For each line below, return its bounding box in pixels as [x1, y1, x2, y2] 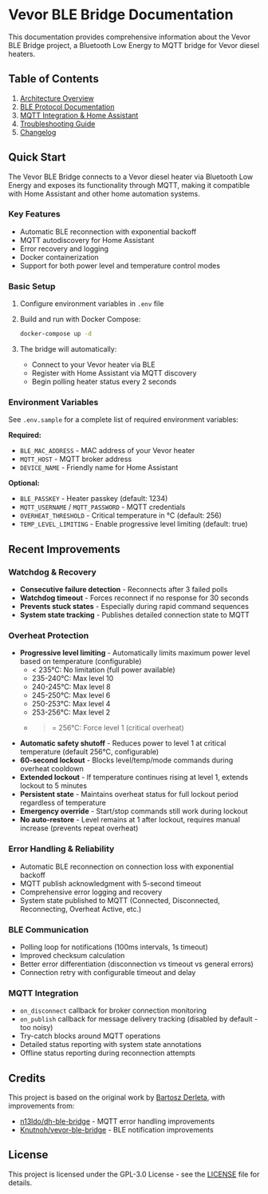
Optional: [8, 478, 40, 488]
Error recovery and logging [19, 244, 109, 253]
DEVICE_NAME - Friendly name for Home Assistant [19, 463, 179, 472]
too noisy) [19, 1023, 53, 1033]
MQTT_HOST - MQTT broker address [19, 454, 132, 464]
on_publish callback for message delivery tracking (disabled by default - [19, 1014, 258, 1024]
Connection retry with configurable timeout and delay [19, 967, 196, 977]
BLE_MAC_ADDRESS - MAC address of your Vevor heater [19, 446, 195, 456]
